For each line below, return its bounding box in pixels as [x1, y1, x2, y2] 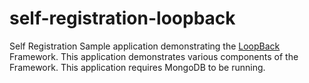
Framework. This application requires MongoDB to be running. [9, 61, 266, 73]
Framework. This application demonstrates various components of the [9, 50, 299, 62]
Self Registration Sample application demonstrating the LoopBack [9, 40, 281, 52]
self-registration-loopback [9, 7, 236, 30]
